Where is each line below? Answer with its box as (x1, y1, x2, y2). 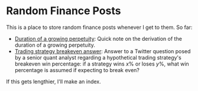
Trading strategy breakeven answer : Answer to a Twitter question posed (14, 47, 191, 54)
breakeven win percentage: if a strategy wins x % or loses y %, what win (14, 60, 189, 67)
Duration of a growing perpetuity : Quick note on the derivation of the (14, 35, 182, 42)
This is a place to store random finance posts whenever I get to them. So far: (6, 24, 193, 31)
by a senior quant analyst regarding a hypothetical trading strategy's (14, 54, 181, 61)
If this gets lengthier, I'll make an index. (6, 78, 102, 85)
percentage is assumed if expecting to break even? (14, 66, 140, 73)
